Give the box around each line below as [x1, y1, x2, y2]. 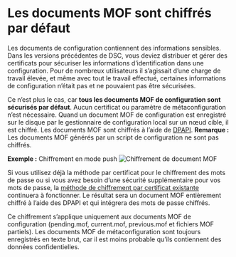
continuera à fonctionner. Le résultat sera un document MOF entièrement [7, 191, 222, 199]
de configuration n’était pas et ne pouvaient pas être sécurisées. [7, 81, 196, 90]
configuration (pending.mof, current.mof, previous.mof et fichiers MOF [7, 219, 215, 229]
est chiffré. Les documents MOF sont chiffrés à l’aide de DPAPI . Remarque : [7, 125, 230, 134]
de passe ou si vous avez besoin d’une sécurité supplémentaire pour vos [7, 176, 221, 184]
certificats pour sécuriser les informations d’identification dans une [7, 58, 204, 67]
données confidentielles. [7, 242, 80, 251]
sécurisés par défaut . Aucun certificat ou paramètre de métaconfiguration [7, 103, 226, 111]
